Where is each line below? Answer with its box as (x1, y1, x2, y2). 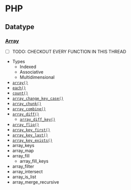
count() (12, 91, 28, 96)
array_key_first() (12, 127, 50, 132)
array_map (12, 148, 34, 153)
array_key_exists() (12, 138, 53, 143)
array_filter (12, 163, 35, 169)
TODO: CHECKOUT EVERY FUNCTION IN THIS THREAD (12, 48, 127, 54)
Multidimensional (19, 74, 55, 80)
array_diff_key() (19, 117, 56, 122)
